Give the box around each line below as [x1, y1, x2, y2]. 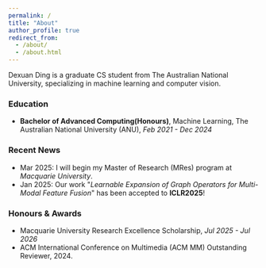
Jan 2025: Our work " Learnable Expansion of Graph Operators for [19, 179, 237, 189]
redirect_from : [8, 33, 59, 42]
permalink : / [8, 11, 52, 20]
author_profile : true [8, 26, 80, 34]
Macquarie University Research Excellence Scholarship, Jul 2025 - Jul [19, 225, 251, 235]
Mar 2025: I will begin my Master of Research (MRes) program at [19, 163, 233, 172]
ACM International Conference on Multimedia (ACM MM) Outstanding [19, 243, 248, 252]
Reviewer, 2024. [19, 251, 73, 260]
